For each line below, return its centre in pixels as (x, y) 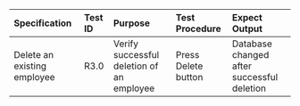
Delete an (34, 55)
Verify (126, 44)
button (189, 77)
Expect (247, 17)
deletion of (136, 66)
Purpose (131, 23)
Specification (43, 23)
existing (30, 66)
